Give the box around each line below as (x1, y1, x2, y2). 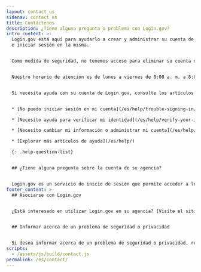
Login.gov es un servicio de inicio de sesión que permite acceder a (11, 181, 188, 187)
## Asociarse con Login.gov (11, 192, 82, 198)
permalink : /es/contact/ (6, 256, 68, 262)
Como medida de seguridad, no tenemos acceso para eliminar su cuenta (11, 58, 191, 64)
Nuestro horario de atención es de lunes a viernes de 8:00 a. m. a (11, 74, 186, 80)
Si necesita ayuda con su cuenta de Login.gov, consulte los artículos (11, 90, 194, 96)
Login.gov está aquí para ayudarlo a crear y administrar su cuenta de (11, 36, 194, 42)
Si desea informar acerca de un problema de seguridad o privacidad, (11, 240, 188, 246)
